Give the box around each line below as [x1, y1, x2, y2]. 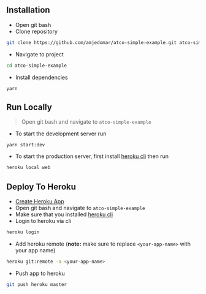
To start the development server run [15, 130, 107, 137]
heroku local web [6, 165, 51, 171]
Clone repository [15, 28, 58, 35]
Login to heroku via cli [15, 217, 72, 225]
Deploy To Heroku [6, 181, 77, 192]
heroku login [6, 229, 40, 235]
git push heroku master [6, 281, 67, 287]
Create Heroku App [15, 198, 64, 205]
